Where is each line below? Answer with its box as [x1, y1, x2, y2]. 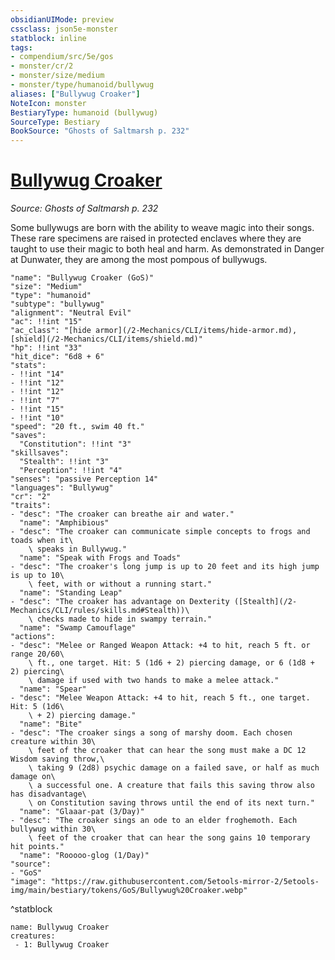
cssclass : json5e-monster [10, 24, 118, 34]
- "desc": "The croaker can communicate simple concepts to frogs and [10, 527, 311, 537]
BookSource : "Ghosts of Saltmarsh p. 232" [10, 126, 190, 136]
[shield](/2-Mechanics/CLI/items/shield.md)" [10, 334, 203, 345]
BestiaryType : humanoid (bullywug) [10, 107, 159, 118]
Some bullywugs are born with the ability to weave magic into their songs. [10, 222, 315, 234]
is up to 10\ [10, 571, 65, 581]
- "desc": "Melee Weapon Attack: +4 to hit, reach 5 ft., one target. [10, 693, 311, 703]
